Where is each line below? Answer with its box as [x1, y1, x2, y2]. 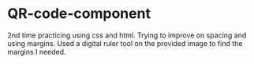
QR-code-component [7, 5, 151, 23]
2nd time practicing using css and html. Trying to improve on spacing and [7, 30, 247, 40]
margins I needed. [7, 47, 66, 56]
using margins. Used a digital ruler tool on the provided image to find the [7, 38, 243, 48]
